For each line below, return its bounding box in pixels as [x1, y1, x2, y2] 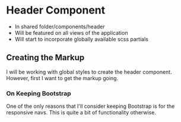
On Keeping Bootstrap [6, 89, 71, 97]
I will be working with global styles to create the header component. [6, 68, 172, 75]
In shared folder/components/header [14, 23, 105, 30]
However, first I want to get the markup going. [6, 74, 119, 81]
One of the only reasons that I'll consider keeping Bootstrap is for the [6, 103, 175, 110]
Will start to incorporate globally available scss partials [14, 35, 148, 42]
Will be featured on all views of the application [14, 29, 128, 36]
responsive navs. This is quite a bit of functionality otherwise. [6, 109, 156, 116]
